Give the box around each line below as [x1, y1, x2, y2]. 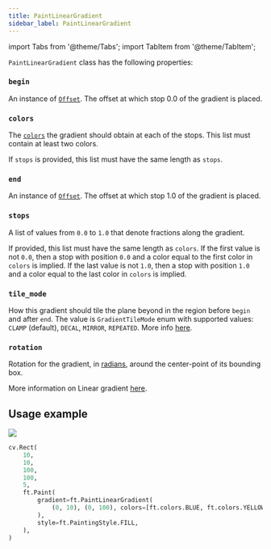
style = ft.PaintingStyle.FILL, [37, 518, 139, 526]
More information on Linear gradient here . [8, 383, 148, 393]
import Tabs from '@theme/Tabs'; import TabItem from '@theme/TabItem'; [8, 41, 256, 51]
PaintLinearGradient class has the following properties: [8, 57, 194, 67]
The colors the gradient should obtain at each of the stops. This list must [8, 130, 251, 140]
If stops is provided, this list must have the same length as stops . [8, 154, 223, 164]
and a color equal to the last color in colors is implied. [8, 268, 187, 279]
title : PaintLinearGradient [8, 11, 103, 20]
